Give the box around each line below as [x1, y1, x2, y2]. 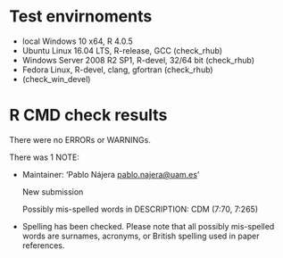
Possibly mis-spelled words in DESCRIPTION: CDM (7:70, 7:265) [21, 204, 259, 214]
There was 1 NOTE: [9, 152, 80, 162]
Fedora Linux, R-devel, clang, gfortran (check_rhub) [21, 64, 213, 75]
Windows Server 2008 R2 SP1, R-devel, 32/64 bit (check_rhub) [21, 54, 255, 65]
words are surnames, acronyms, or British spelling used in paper [21, 230, 261, 241]
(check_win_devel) [21, 73, 91, 84]
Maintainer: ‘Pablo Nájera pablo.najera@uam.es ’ [21, 169, 200, 179]
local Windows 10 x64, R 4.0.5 [21, 36, 134, 46]
